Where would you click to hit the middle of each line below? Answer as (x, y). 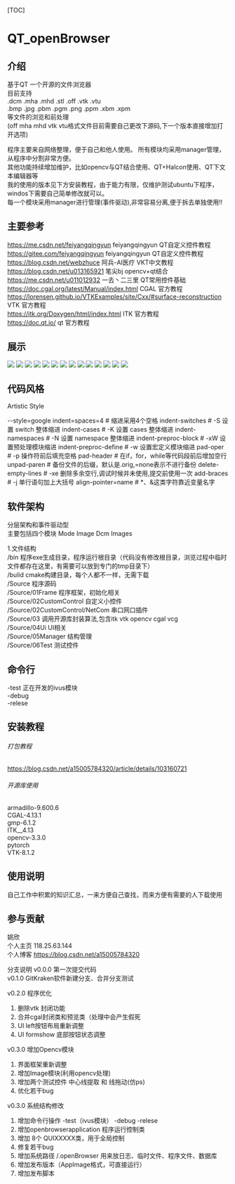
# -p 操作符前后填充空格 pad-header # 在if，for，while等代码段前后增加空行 (117, 456)
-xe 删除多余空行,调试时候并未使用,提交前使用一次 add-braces (139, 473)
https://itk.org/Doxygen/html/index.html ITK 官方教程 (83, 314)
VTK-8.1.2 (21, 852)
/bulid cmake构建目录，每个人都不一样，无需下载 (78, 575)
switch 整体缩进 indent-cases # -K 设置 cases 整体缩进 (94, 430)
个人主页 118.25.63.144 (40, 946)
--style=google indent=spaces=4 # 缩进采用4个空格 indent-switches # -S (114, 420)
